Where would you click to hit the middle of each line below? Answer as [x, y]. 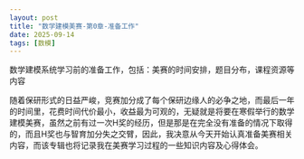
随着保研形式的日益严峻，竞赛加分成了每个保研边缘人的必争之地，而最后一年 [152, 100]
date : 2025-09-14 [42, 34]
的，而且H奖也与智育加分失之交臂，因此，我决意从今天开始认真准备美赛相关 [151, 134]
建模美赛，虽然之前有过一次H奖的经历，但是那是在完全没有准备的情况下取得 [151, 123]
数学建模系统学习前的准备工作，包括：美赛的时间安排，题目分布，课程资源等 [152, 70]
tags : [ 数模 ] [33, 43]
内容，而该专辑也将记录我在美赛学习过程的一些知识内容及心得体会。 [136, 145]
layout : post [34, 18]
